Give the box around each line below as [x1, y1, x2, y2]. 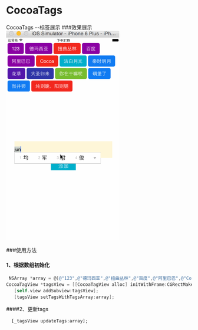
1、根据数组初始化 [6, 261, 50, 268]
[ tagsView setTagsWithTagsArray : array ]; [14, 294, 115, 300]
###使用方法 [6, 246, 37, 253]
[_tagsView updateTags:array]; [11, 318, 88, 324]
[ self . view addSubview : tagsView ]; [14, 288, 99, 293]
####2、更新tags [6, 305, 49, 312]
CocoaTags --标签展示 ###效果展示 [6, 24, 93, 31]
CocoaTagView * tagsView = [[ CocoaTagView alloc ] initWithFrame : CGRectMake [6, 282, 194, 288]
